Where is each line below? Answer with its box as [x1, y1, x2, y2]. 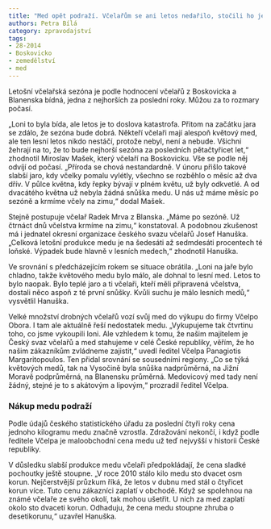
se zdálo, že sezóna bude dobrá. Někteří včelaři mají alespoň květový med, [8, 127, 258, 137]
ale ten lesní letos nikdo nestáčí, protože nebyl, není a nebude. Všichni [8, 136, 242, 146]
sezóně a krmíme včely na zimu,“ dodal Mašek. [8, 196, 165, 206]
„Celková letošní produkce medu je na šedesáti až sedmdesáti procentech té [8, 237, 263, 247]
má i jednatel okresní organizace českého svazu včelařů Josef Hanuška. [8, 229, 248, 239]
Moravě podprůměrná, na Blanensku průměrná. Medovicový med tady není [8, 372, 258, 381]
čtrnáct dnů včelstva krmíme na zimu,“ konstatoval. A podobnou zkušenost [8, 220, 258, 230]
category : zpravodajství [8, 27, 92, 35]
